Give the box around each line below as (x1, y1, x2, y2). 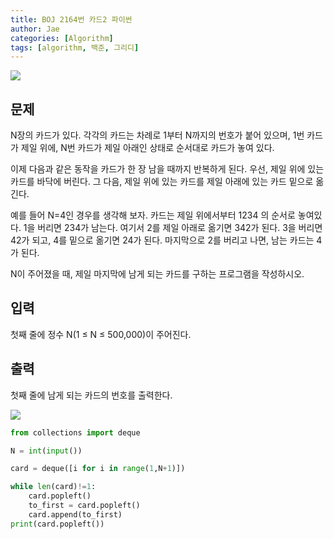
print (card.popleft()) (10, 519, 105, 529)
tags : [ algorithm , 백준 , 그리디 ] (10, 42, 140, 53)
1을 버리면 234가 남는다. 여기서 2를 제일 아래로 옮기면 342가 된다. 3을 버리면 (23, 222, 323, 234)
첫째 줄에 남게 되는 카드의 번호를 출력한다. (10, 389, 173, 401)
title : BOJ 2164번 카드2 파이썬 (10, 14, 133, 25)
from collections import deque (10, 427, 141, 438)
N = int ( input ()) (10, 446, 83, 456)
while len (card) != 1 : (10, 482, 97, 492)
